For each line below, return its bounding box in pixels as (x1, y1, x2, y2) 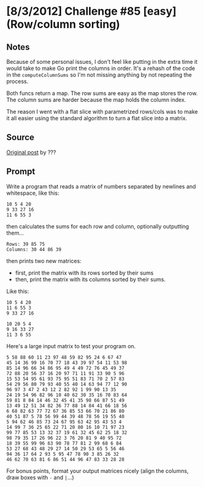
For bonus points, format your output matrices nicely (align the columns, (6, 467, 189, 474)
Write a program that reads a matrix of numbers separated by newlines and (6, 182, 196, 190)
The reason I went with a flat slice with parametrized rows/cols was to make (6, 108, 198, 115)
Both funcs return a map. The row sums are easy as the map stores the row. (6, 90, 198, 96)
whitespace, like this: (6, 189, 59, 197)
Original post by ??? (6, 149, 56, 156)
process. (6, 78, 29, 85)
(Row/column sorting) (6, 17, 121, 31)
